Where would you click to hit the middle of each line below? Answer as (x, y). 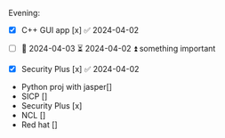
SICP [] (34, 96)
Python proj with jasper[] (67, 87)
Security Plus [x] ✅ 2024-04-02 (80, 69)
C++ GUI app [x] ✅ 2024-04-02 (80, 30)
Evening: (24, 13)
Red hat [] (40, 125)
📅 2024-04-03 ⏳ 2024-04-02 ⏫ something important (118, 49)
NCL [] (33, 116)
